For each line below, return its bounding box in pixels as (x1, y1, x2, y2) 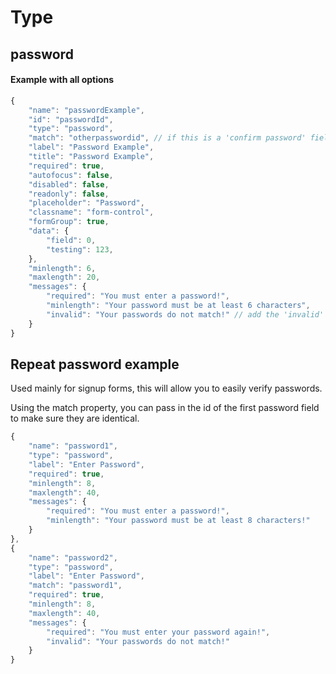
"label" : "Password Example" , (28, 142, 155, 153)
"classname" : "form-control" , (28, 207, 155, 218)
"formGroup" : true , (28, 217, 110, 227)
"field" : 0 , (46, 235, 97, 245)
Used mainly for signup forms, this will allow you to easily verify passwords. (10, 382, 323, 395)
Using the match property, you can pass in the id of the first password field (10, 402, 320, 414)
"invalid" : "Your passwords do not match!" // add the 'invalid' (46, 309, 325, 320)
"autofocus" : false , (28, 170, 114, 180)
